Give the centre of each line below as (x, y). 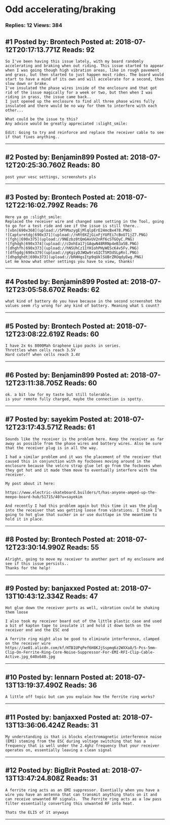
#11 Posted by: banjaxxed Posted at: (63, 717)
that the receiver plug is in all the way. (52, 448)
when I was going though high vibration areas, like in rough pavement (82, 70)
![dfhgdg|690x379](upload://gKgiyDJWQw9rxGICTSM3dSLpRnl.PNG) (72, 253)
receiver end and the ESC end (37, 630)
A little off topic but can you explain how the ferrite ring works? (80, 697)
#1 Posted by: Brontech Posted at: (59, 42)
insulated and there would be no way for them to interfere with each (81, 106)
